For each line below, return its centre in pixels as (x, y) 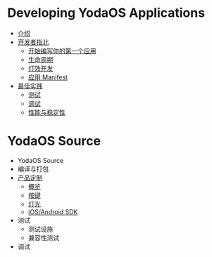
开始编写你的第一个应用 (62, 51)
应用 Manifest (48, 77)
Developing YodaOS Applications (106, 13)
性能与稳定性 (46, 112)
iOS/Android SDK (53, 211)
